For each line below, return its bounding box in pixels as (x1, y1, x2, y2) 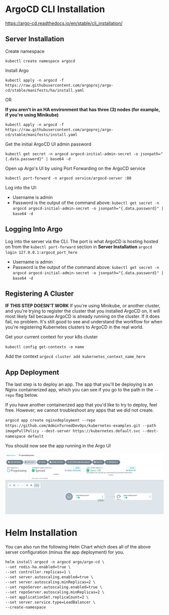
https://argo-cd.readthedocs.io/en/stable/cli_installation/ (5, 20, 123, 26)
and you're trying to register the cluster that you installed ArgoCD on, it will (5, 308, 160, 314)
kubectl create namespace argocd (5, 58, 75, 63)
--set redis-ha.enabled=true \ (5, 564, 71, 570)
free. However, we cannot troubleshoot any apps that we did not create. (5, 407, 154, 414)
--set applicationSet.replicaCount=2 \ (5, 594, 89, 600)
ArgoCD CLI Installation (5, 4, 105, 15)
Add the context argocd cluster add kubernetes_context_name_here (5, 354, 146, 360)
